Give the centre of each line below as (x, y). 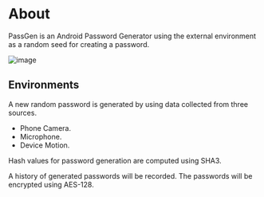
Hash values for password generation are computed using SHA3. (115, 160)
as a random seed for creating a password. (79, 44)
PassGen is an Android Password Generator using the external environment (132, 36)
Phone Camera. (45, 128)
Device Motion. (45, 145)
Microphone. (41, 136)
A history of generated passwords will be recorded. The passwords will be (130, 175)
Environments (44, 85)
